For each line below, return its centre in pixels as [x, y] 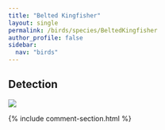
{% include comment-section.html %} [70, 118]
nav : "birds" [37, 52]
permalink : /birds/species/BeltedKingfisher [83, 30]
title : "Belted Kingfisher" [55, 15]
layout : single [33, 23]
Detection [33, 84]
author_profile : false [46, 38]
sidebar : [23, 45]
